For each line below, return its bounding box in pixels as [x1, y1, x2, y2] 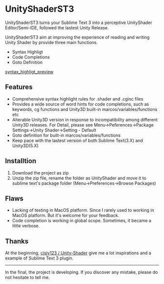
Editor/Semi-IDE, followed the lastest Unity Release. [5, 24, 109, 30]
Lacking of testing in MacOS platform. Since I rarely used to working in [12, 207, 155, 213]
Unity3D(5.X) [12, 143, 39, 149]
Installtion [5, 157, 37, 165]
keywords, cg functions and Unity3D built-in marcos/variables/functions [12, 106, 158, 112]
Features [5, 83, 33, 91]
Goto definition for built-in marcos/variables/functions [12, 132, 121, 138]
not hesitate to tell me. [5, 275, 50, 281]
